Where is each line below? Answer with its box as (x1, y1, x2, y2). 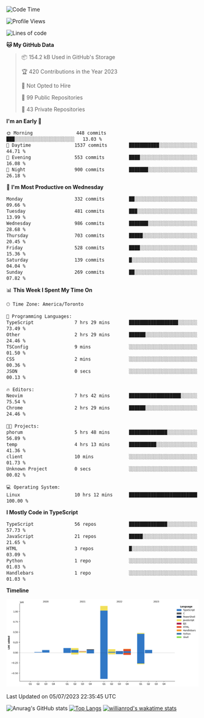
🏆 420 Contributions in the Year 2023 (21, 68, 118, 75)
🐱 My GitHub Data (6, 41, 55, 48)
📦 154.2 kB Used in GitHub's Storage (21, 54, 116, 60)
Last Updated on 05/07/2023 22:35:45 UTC (6, 692, 116, 700)
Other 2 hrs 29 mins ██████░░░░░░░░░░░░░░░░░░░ (6, 332, 198, 338)
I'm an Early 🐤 (6, 118, 42, 124)
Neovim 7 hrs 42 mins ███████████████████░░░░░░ (6, 393, 198, 399)
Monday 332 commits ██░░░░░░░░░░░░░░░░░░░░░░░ (6, 196, 198, 202)
